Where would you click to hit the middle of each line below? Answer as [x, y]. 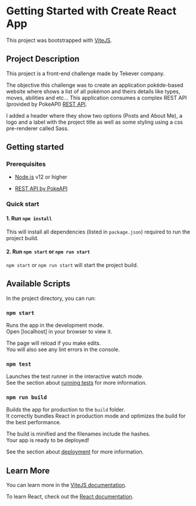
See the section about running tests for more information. [77, 383]
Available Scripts [38, 284]
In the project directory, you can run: [51, 298]
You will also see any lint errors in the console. [63, 349]
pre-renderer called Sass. [38, 128]
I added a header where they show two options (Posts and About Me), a [94, 115]
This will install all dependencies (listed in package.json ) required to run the [98, 232]
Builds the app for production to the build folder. [66, 410]
